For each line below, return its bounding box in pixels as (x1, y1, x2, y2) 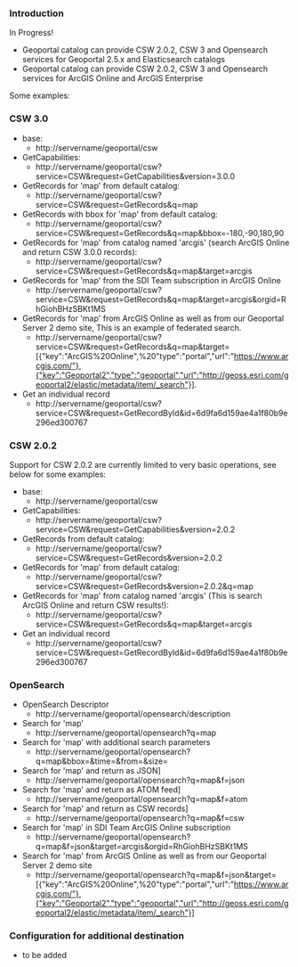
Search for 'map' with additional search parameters (21, 737, 211, 748)
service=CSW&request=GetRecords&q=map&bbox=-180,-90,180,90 (35, 227, 285, 238)
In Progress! (9, 28, 53, 38)
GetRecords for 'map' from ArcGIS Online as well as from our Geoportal (21, 313, 285, 324)
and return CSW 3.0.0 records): (21, 246, 138, 257)
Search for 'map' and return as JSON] (21, 766, 162, 776)
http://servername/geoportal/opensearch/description (35, 709, 231, 719)
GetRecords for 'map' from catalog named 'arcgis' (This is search (21, 590, 262, 601)
